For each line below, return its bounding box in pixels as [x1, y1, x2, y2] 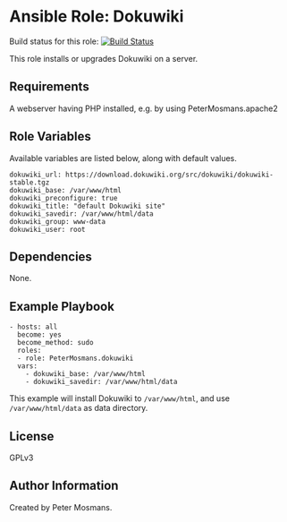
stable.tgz [9, 177, 50, 187]
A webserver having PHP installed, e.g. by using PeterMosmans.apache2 [9, 103, 279, 114]
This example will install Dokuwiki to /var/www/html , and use [9, 393, 231, 404]
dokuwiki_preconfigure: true [9, 193, 118, 202]
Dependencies [9, 249, 92, 264]
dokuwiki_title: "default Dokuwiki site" [9, 201, 166, 210]
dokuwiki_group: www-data [9, 217, 106, 226]
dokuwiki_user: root [9, 225, 87, 234]
